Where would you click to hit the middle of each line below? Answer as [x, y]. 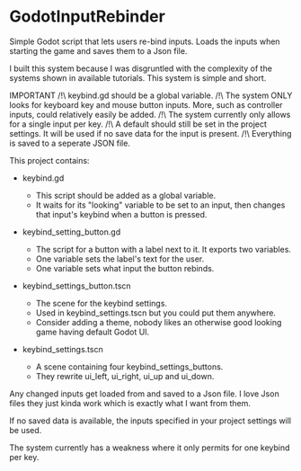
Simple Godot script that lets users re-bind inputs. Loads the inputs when [145, 41]
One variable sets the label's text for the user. [120, 259]
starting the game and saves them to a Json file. [98, 50]
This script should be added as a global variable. [126, 195]
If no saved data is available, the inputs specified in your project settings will [150, 421]
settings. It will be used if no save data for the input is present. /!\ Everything [150, 133]
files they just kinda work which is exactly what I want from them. [130, 403]
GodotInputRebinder [88, 17]
